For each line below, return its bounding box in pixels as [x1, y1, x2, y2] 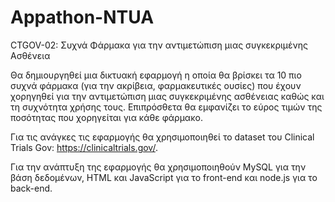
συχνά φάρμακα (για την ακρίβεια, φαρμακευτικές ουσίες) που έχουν [10, 79, 302, 91]
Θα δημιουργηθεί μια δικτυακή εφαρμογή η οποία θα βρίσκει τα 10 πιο [10, 69, 302, 81]
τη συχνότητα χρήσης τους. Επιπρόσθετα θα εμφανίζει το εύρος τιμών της [10, 101, 323, 113]
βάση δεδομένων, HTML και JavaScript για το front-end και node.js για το [10, 171, 318, 183]
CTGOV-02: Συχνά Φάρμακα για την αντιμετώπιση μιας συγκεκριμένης [10, 39, 309, 51]
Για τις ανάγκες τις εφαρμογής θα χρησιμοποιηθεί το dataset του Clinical [10, 131, 315, 143]
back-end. [10, 182, 53, 194]
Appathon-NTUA [10, 6, 155, 29]
